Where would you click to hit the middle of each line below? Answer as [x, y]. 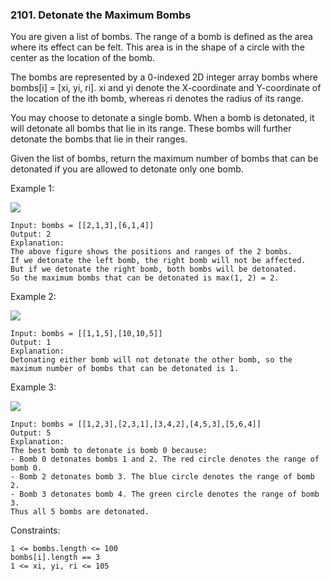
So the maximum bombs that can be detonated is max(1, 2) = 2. [145, 278]
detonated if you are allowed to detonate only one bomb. [127, 169]
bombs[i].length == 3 [55, 558]
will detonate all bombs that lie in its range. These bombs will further [151, 129]
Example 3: [33, 387]
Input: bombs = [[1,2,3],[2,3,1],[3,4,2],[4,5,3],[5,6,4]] [136, 424]
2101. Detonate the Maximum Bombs [101, 15]
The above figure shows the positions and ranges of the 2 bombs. [151, 252]
